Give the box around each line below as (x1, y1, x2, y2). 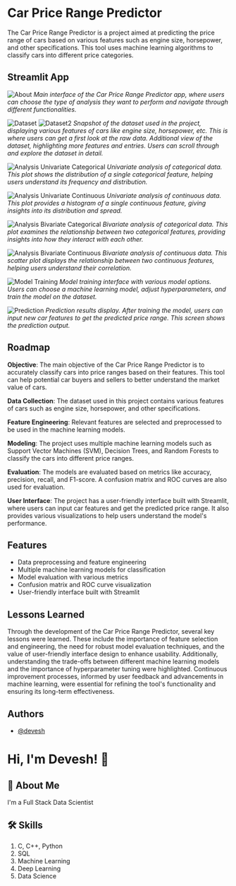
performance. (7, 519, 47, 527)
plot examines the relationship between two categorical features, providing (7, 228, 225, 236)
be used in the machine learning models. (7, 425, 125, 434)
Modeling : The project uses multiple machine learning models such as (7, 439, 212, 447)
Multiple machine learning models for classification (17, 565, 166, 574)
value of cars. (7, 383, 47, 391)
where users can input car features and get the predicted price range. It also (7, 504, 230, 512)
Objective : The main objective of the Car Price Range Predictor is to (7, 360, 205, 369)
